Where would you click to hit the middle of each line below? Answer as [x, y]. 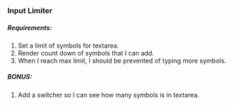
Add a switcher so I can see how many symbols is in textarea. [109, 95]
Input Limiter [30, 11]
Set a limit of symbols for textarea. [68, 46]
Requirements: [30, 28]
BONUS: [20, 77]
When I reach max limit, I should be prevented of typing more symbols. [122, 60]
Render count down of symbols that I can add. [86, 53]
